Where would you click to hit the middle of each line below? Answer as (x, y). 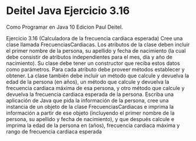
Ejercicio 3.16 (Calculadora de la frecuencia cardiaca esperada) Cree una (94, 38)
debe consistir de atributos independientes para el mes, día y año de (89, 57)
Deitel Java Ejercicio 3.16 (68, 11)
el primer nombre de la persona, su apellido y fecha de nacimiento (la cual (96, 50)
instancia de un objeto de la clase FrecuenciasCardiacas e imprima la (90, 106)
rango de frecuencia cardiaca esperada (54, 131)
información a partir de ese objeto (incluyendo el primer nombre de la (90, 113)
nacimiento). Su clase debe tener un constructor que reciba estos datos (93, 63)
